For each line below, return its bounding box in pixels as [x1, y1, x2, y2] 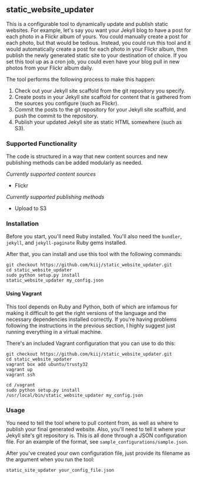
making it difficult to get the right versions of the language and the [6, 309, 166, 316]
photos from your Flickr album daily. [6, 64, 94, 71]
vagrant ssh [6, 372, 35, 378]
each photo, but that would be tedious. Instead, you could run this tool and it [6, 39, 191, 46]
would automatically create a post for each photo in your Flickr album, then [6, 45, 188, 53]
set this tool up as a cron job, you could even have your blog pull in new [6, 58, 180, 65]
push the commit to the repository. [14, 112, 99, 119]
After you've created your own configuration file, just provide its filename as [6, 450, 191, 457]
